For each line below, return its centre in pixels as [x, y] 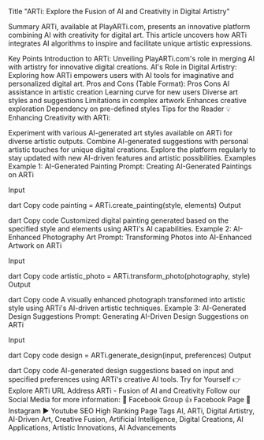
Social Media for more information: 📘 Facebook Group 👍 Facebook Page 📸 [130, 399]
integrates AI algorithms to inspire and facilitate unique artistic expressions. [130, 43]
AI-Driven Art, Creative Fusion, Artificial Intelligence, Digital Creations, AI [126, 419]
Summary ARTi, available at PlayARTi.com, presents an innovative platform [129, 26]
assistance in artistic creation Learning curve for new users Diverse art [123, 92]
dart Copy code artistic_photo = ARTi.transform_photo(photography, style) [129, 276]
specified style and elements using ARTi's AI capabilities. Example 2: [120, 229]
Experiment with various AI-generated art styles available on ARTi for [121, 133]
